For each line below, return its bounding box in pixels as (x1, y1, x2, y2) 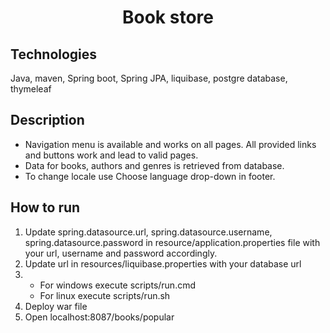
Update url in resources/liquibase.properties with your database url (24, 257, 302, 270)
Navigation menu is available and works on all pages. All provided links (24, 138, 317, 150)
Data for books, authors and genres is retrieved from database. (24, 159, 285, 171)
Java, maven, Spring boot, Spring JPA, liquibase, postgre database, (10, 72, 288, 84)
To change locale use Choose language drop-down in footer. (24, 170, 276, 182)
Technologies (10, 46, 98, 63)
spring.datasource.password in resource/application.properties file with (24, 236, 321, 248)
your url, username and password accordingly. (24, 247, 218, 259)
